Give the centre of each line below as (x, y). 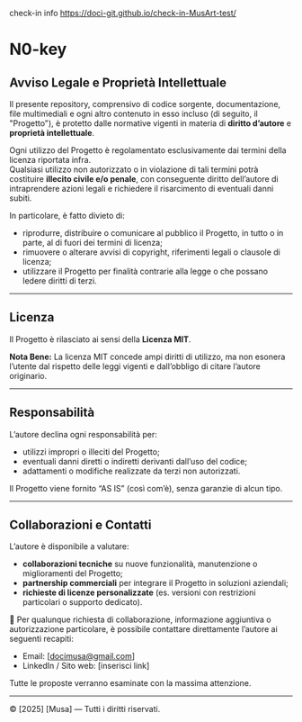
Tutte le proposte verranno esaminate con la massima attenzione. (130, 683)
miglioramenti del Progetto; (72, 573)
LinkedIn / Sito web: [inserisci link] (86, 666)
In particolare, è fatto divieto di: (67, 216)
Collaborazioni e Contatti (80, 525)
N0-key (38, 50)
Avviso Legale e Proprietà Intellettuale (118, 82)
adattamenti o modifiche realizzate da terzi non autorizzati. (131, 471)
